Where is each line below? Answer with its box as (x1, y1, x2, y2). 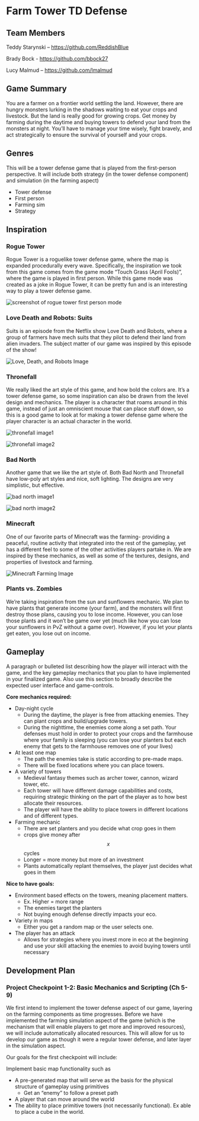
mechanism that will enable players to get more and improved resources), (6, 1024, 186, 1031)
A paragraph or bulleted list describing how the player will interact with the (6, 663, 188, 670)
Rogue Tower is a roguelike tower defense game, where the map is (6, 256, 169, 263)
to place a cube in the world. (14, 1109, 85, 1116)
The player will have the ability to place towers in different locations (23, 805, 188, 813)
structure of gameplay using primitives (14, 1083, 110, 1090)
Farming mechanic (14, 818, 60, 826)
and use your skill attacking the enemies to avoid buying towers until (23, 942, 191, 949)
